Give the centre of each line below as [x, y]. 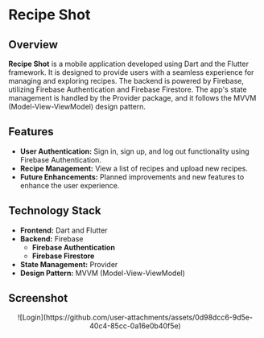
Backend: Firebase [52, 238]
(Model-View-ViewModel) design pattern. [77, 107]
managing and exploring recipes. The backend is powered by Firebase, [126, 81]
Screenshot [38, 298]
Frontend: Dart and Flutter [64, 230]
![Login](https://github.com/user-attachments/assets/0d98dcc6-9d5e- [135, 317]
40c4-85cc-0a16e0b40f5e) [135, 326]
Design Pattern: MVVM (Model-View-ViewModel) [102, 273]
